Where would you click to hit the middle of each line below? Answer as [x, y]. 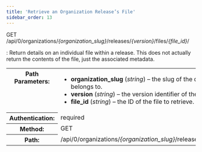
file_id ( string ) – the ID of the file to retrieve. [132, 102]
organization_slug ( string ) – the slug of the [132, 79]
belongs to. [87, 87]
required [72, 117]
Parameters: [32, 81]
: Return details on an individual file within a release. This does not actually [99, 52]
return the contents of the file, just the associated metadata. [81, 59]
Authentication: [32, 118]
